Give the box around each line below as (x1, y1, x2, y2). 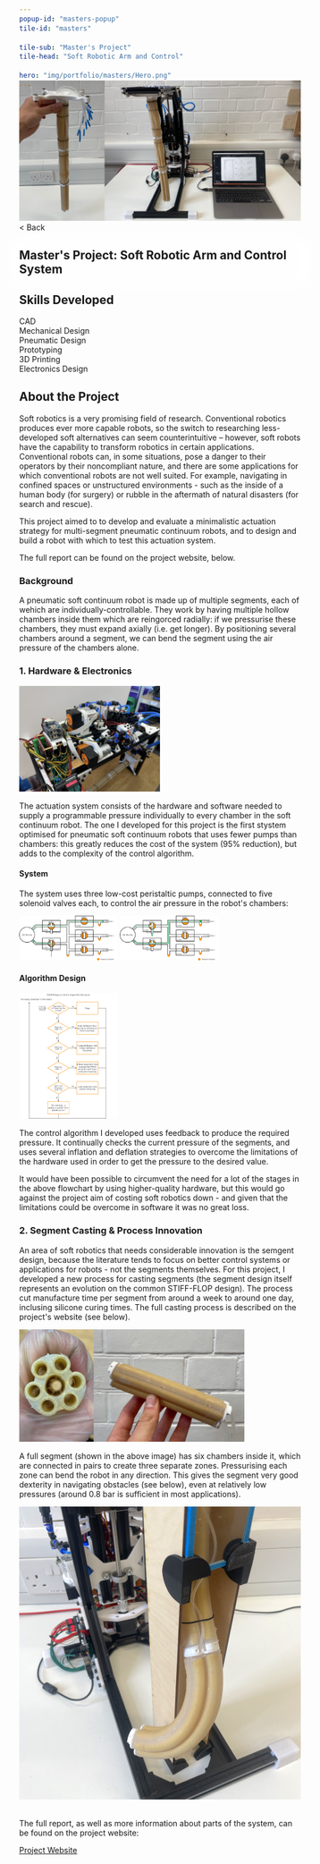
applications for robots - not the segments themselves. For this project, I (19, 1264, 285, 1275)
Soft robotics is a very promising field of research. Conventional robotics (19, 412, 287, 424)
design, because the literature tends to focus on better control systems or (19, 1254, 291, 1265)
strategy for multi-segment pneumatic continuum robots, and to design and (19, 525, 297, 536)
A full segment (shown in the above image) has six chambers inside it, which (19, 1451, 301, 1462)
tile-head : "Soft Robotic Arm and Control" (19, 52, 184, 62)
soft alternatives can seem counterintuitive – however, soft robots (60, 432, 301, 443)
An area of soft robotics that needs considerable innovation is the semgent (19, 1244, 294, 1256)
